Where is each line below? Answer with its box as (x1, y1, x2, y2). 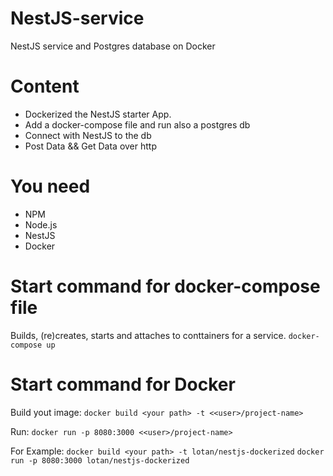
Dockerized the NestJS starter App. (24, 108, 172, 120)
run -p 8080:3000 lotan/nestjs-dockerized (10, 455, 190, 466)
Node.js (24, 218, 58, 231)
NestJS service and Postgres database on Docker (10, 40, 216, 52)
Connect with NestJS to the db (24, 129, 152, 141)
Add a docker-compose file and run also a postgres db (24, 118, 251, 131)
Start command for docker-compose (10, 275, 321, 297)
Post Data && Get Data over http (24, 140, 157, 152)
